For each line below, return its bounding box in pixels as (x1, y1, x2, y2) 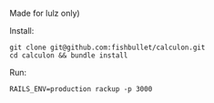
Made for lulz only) (9, 8, 80, 18)
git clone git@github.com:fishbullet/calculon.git (9, 43, 206, 52)
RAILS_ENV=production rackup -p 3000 (9, 85, 153, 94)
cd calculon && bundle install (9, 51, 128, 60)
